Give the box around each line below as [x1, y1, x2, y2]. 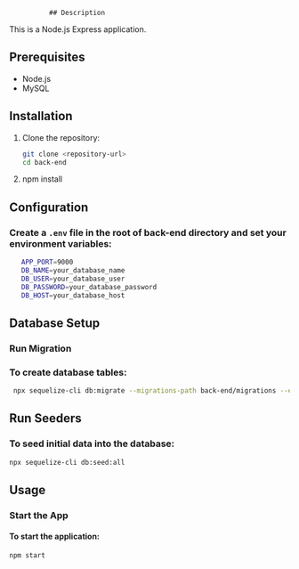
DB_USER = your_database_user [20, 274, 125, 283]
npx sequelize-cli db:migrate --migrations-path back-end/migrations [12, 386, 277, 395]
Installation [9, 109, 73, 124]
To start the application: [9, 531, 101, 542]
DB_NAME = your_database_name [20, 265, 125, 275]
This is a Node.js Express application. [9, 24, 147, 35]
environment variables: [9, 237, 113, 249]
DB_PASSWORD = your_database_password [20, 282, 158, 291]
